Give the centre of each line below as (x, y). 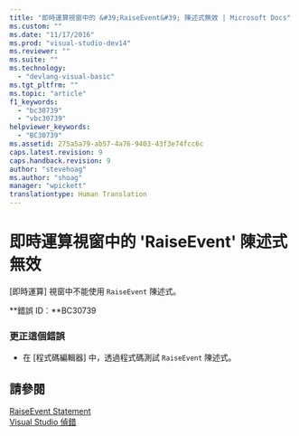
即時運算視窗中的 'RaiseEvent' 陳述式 (149, 242)
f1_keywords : (34, 102)
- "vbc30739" (42, 118)
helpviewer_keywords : (50, 128)
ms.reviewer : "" (40, 52)
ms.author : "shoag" (46, 177)
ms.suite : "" (34, 60)
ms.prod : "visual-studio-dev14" (70, 43)
